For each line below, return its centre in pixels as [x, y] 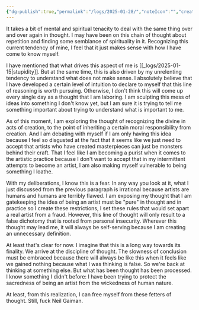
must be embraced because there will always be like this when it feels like [96, 257]
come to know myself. [33, 53]
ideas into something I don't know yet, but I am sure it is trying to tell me [94, 103]
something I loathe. [30, 171]
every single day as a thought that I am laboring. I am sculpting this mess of [98, 97]
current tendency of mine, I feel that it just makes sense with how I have [94, 48]
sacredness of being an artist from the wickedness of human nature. [90, 283]
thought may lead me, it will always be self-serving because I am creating [96, 227]
